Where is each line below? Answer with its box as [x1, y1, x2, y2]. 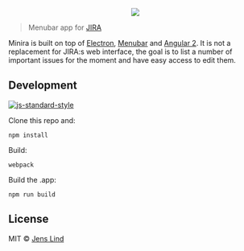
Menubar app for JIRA [27, 23, 102, 32]
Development [8, 79, 78, 93]
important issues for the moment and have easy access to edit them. [8, 56, 236, 64]
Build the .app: [8, 175, 56, 184]
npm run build [8, 190, 56, 199]
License [8, 212, 49, 226]
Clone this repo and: [8, 115, 76, 125]
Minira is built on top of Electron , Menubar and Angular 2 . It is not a [8, 39, 231, 47]
